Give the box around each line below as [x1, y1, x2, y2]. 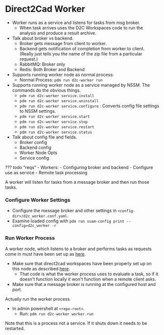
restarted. [5, 325, 25, 331]
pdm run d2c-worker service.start [19, 114, 90, 119]
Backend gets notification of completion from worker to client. [19, 46, 145, 51]
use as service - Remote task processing [5, 169, 88, 175]
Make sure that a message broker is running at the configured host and [12, 281, 156, 287]
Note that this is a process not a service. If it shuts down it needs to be [5, 320, 147, 326]
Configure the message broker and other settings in [12, 208, 117, 214]
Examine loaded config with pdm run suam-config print [12, 218, 125, 224]
